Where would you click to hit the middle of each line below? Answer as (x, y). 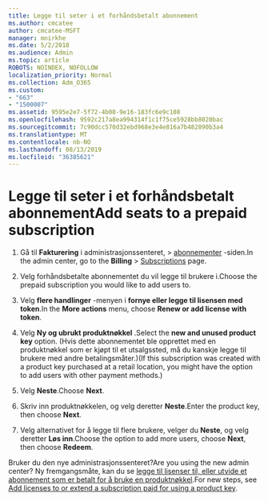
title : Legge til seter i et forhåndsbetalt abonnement (103, 16)
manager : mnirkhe (37, 38)
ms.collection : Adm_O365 (50, 82)
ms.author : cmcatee (41, 23)
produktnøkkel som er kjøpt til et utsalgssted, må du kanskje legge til (133, 350)
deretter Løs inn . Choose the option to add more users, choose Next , (133, 439)
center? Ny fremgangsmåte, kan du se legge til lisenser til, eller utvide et (128, 471)
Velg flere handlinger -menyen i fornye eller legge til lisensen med (131, 300)
